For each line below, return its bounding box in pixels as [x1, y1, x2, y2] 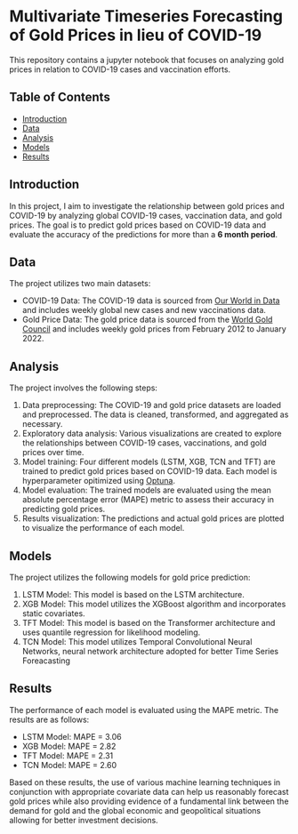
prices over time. [21, 447, 85, 458]
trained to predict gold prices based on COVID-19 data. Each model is [21, 466, 278, 477]
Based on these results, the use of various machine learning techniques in [9, 776, 281, 788]
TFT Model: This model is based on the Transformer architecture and [21, 618, 276, 628]
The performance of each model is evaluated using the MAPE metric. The [9, 704, 278, 715]
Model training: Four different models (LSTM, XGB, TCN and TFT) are [21, 456, 276, 468]
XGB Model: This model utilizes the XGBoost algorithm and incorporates [21, 598, 286, 609]
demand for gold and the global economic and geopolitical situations [9, 805, 261, 815]
